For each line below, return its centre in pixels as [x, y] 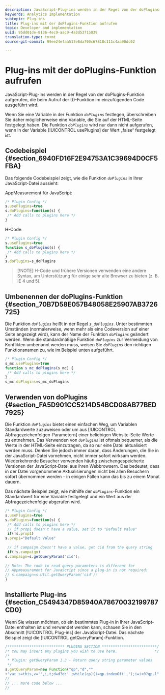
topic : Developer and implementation [44, 28]
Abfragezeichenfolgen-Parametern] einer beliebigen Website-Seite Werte [80, 435]
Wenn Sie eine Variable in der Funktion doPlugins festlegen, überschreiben [81, 114]
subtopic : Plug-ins [25, 19]
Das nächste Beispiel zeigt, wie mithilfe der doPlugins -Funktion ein [72, 491]
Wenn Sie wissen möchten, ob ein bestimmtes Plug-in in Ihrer [67, 622]
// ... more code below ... [34, 683]
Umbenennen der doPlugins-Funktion [64, 296]
